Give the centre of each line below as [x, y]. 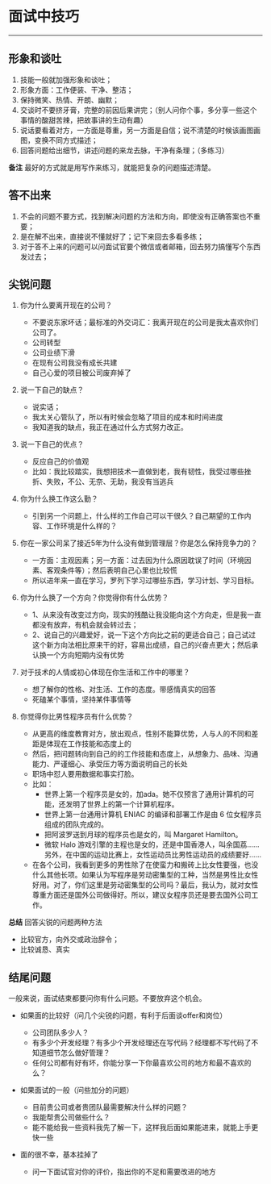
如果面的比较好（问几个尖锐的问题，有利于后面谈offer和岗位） [123, 1015]
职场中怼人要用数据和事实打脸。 [85, 774]
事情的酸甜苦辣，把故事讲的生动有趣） [83, 120]
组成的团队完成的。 [76, 824]
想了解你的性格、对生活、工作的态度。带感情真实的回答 [124, 690]
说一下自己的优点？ [52, 444]
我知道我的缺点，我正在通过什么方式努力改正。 [110, 427]
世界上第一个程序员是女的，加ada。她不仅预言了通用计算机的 [146, 794]
